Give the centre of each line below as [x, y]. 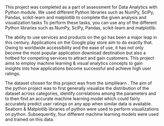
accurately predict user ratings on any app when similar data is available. [79, 104]
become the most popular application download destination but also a [75, 53]
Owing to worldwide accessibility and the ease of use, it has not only [74, 48]
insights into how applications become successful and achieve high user [78, 68]
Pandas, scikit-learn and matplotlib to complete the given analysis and [76, 17]
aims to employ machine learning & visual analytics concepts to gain [74, 63]
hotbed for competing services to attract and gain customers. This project [80, 58]
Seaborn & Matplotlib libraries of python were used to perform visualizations [82, 109]
